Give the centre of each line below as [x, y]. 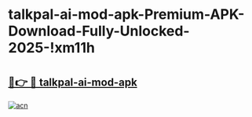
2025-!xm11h [52, 48]
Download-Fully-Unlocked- [99, 31]
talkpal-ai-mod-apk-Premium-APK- [126, 15]
